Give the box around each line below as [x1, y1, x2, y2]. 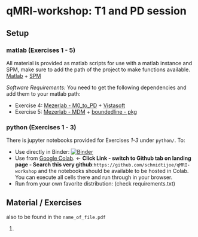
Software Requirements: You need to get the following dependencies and [6, 84, 187, 91]
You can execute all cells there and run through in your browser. [14, 174, 173, 181]
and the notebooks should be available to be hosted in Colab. [38, 168, 189, 175]
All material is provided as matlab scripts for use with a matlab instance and [6, 59, 193, 66]
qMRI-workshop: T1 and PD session [6, 4, 187, 18]
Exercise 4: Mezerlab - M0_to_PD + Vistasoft [14, 102, 126, 109]
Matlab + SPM [6, 72, 41, 79]
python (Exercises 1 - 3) [6, 123, 77, 131]
